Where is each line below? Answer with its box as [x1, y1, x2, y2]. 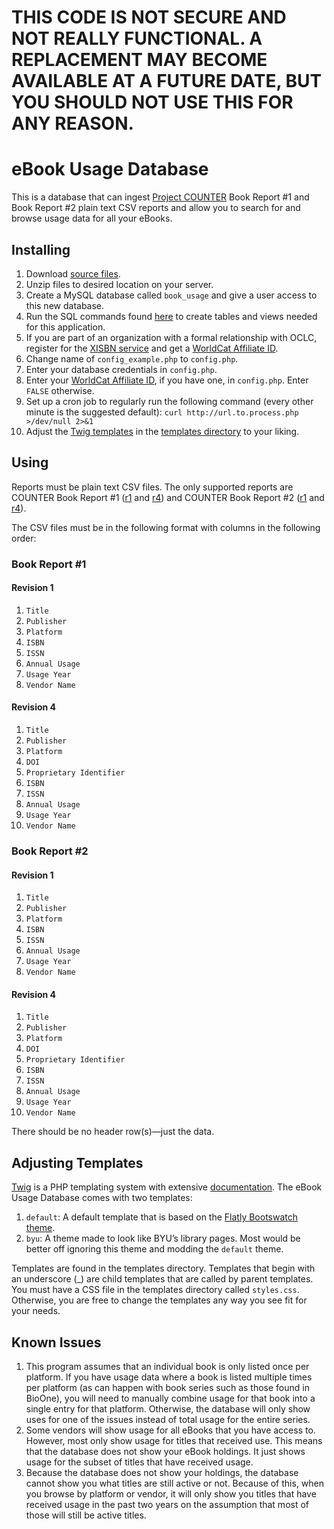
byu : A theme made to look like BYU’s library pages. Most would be [25, 1232, 301, 1245]
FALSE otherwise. [25, 384, 95, 396]
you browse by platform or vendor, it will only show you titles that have [25, 1488, 317, 1500]
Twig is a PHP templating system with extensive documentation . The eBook [11, 1181, 323, 1193]
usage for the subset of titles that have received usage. [25, 1456, 254, 1468]
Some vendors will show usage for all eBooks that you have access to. [25, 1424, 316, 1436]
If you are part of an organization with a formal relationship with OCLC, [25, 331, 318, 343]
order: [11, 532, 37, 544]
